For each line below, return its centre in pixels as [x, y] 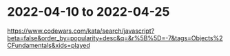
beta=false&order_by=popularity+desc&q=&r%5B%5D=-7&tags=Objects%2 [115, 38]
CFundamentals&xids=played [49, 45]
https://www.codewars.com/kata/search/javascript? [81, 31]
